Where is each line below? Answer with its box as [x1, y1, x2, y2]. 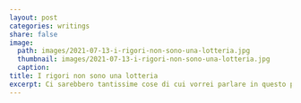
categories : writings [9, 21, 90, 30]
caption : [17, 64, 50, 73]
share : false [9, 30, 58, 39]
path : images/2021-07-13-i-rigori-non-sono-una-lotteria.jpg [17, 47, 251, 56]
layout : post [9, 13, 58, 22]
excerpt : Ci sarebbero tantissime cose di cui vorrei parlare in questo [9, 80, 287, 89]
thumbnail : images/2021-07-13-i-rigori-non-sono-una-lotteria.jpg [17, 55, 271, 64]
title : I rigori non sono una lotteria [9, 72, 159, 81]
